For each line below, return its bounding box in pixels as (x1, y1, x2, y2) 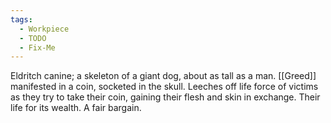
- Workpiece (19, 24, 70, 34)
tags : (10, 14, 33, 25)
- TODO (19, 33, 47, 43)
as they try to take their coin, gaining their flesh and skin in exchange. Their (10, 91, 321, 103)
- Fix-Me (19, 42, 56, 53)
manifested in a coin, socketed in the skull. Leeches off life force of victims (10, 81, 319, 93)
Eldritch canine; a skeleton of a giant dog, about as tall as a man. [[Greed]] (10, 70, 317, 82)
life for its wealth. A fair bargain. (10, 102, 142, 114)
